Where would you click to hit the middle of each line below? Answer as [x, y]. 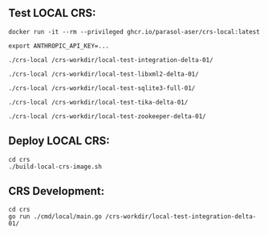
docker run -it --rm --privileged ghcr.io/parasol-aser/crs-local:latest [134, 31]
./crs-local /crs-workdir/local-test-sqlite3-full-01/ [102, 88]
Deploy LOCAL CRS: [59, 141]
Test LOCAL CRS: [52, 13]
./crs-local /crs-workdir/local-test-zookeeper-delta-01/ [107, 116]
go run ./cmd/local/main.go [55, 216]
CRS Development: [57, 191]
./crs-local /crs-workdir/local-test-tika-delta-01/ [98, 102]
